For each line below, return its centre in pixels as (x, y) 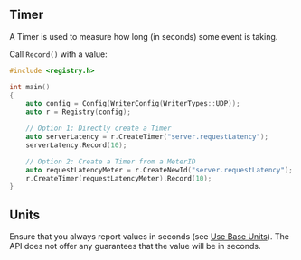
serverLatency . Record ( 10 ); (76, 145)
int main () (30, 87)
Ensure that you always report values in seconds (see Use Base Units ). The (149, 237)
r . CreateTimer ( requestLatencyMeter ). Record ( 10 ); (119, 178)
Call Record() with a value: (58, 54)
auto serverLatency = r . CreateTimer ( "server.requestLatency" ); (147, 137)
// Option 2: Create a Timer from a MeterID (111, 162)
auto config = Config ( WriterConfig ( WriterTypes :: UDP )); (133, 104)
